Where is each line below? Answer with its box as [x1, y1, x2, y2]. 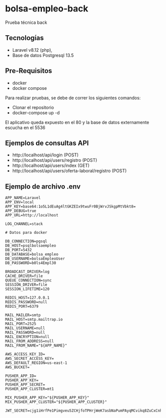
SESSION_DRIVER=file [5, 282, 48, 287]
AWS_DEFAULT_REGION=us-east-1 [5, 360, 68, 365]
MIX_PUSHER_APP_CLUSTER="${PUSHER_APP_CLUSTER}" [5, 400, 107, 405]
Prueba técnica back [5, 19, 47, 25]
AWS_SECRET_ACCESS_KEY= [5, 356, 54, 361]
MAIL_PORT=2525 [5, 321, 37, 327]
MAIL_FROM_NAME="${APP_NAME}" [5, 343, 68, 348]
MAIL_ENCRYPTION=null [5, 335, 50, 340]
